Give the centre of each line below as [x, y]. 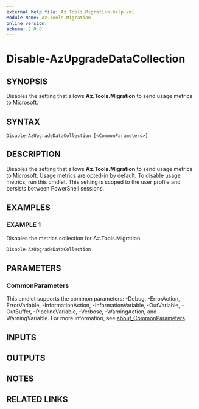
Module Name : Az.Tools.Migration [49, 18]
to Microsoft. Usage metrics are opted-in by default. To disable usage [93, 175]
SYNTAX [23, 121]
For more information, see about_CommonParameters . [119, 318]
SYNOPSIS [27, 81]
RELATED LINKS [37, 399]
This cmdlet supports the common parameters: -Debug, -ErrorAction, [93, 299]
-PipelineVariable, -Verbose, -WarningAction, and [95, 312]
